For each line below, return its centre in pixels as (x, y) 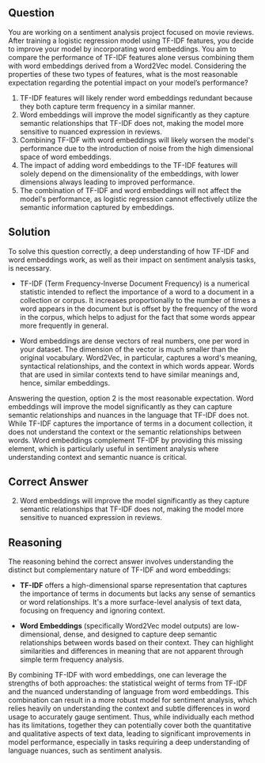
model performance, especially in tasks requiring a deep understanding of (129, 742)
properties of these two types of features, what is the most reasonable (123, 74)
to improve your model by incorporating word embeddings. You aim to (122, 49)
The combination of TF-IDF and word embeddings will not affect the (131, 190)
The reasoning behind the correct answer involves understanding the (121, 562)
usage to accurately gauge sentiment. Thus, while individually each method (131, 717)
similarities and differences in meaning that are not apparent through (131, 651)
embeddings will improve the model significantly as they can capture (120, 406)
